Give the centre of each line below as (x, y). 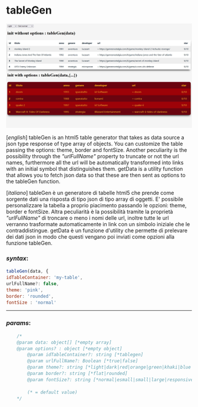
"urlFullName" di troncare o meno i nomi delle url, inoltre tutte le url (88, 218)
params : (19, 323)
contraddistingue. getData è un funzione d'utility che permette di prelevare (97, 230)
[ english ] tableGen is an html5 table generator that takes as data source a (95, 137)
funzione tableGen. (29, 243)
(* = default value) (52, 392)
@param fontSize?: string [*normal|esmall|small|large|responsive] (112, 380)
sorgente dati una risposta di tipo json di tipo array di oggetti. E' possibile (95, 199)
